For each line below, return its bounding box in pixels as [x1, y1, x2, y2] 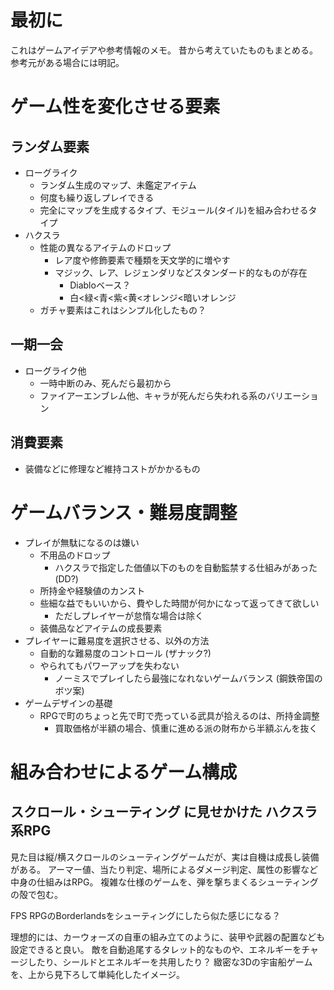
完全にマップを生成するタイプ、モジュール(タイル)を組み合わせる [39, 204, 309, 216]
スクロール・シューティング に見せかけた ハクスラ [10, 804, 318, 821]
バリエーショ [266, 389, 320, 401]
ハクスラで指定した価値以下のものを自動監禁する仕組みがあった [54, 561, 318, 573]
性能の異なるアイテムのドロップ [39, 241, 172, 253]
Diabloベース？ [69, 279, 132, 291]
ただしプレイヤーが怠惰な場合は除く [54, 609, 204, 621]
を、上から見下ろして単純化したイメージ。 [10, 968, 185, 980]
